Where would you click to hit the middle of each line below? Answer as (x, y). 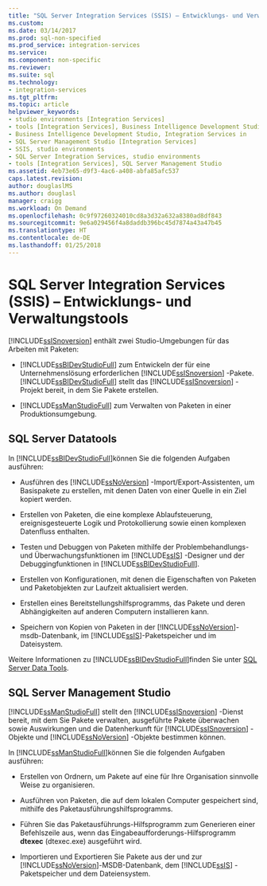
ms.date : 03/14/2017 (43, 30)
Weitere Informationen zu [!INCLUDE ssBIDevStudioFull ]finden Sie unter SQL (133, 659)
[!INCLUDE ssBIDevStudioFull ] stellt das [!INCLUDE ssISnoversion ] (127, 381)
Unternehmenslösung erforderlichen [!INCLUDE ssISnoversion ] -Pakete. (137, 373)
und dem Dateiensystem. (110, 874)
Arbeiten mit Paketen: (44, 349)
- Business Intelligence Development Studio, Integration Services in (128, 134)
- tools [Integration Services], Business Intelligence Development (124, 127)
